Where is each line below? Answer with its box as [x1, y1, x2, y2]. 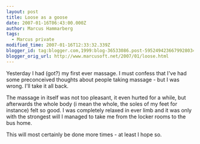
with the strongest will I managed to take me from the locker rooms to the [6, 113, 186, 120]
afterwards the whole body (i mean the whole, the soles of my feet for [6, 100, 177, 108]
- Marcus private [11, 36, 55, 42]
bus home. [6, 119, 33, 126]
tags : [6, 31, 20, 37]
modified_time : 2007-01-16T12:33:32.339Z [6, 42, 111, 48]
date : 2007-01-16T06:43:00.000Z [6, 20, 86, 26]
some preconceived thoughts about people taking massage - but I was [6, 76, 180, 83]
